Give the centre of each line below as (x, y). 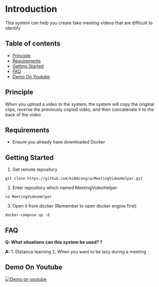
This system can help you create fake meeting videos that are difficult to (79, 23)
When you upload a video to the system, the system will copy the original (80, 104)
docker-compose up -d (27, 215)
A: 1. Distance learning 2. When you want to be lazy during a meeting (76, 252)
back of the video (23, 114)
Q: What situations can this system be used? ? (54, 242)
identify (13, 28)
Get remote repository (35, 170)
